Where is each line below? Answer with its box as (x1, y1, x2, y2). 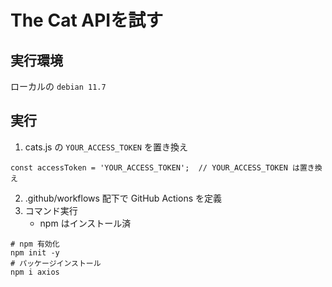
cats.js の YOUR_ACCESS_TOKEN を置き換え (24, 141, 188, 153)
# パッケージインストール (10, 258, 102, 268)
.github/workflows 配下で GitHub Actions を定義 (24, 192, 222, 204)
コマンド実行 (24, 204, 78, 216)
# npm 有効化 (10, 239, 60, 249)
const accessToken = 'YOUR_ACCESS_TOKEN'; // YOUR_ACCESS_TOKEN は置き (10, 162, 315, 173)
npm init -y (10, 247, 60, 258)
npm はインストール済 (39, 217, 132, 229)
